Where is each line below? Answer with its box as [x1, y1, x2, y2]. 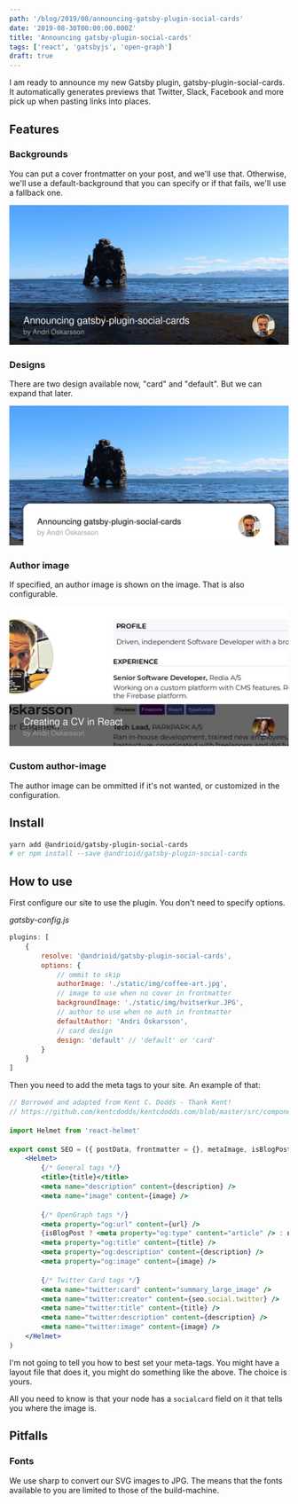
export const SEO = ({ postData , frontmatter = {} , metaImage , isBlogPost [9, 1145, 292, 1154]
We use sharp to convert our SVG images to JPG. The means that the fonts [9, 1475, 283, 1485]
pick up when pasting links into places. [9, 96, 152, 106]
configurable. [9, 589, 59, 599]
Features [9, 121, 59, 137]
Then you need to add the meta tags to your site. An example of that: [9, 1080, 261, 1091]
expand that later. [9, 388, 74, 399]
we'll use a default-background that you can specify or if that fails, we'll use [9, 177, 286, 188]
